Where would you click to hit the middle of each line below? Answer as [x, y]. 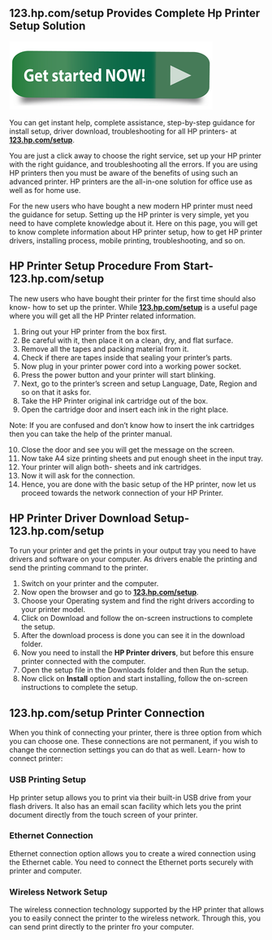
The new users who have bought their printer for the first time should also [133, 298]
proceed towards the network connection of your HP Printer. [122, 492]
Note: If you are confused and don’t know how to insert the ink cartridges [132, 425]
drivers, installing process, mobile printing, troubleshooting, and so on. [127, 240]
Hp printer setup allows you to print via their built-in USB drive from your [130, 798]
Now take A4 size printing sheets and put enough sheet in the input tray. [142, 458]
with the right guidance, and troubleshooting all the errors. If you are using [134, 164]
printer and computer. [45, 871]
